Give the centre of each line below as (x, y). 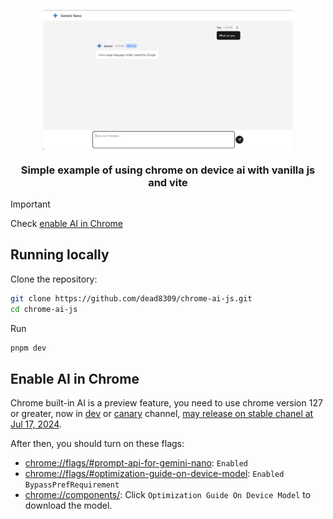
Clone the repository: (54, 279)
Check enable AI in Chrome (66, 223)
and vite (168, 182)
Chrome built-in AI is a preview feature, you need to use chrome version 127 (166, 403)
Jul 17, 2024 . (36, 424)
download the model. (68, 506)
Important (30, 204)
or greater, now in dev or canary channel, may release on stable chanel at (162, 414)
